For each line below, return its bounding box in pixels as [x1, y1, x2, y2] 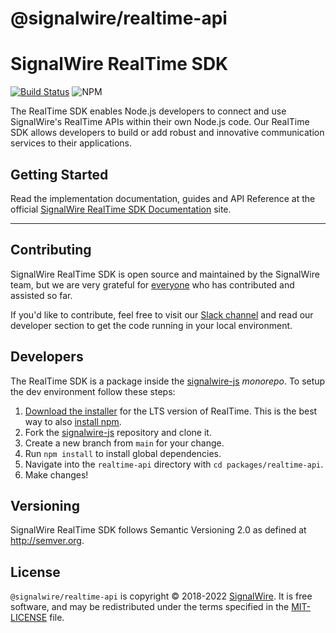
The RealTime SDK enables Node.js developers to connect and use [10, 105, 287, 117]
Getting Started [10, 166, 109, 183]
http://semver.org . [10, 535, 85, 547]
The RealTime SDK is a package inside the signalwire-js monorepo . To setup [10, 375, 326, 387]
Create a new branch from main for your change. [24, 437, 225, 449]
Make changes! [24, 468, 89, 481]
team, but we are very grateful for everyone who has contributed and [10, 278, 295, 291]
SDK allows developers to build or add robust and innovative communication [10, 127, 325, 139]
